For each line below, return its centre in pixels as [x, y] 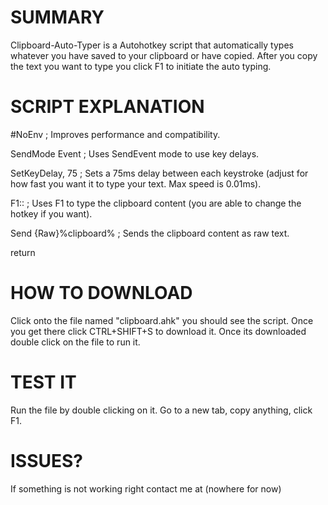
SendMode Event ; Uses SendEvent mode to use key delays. [135, 153]
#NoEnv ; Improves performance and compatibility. [115, 134]
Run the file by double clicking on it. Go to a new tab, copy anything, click [161, 410]
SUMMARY [57, 17]
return [23, 252]
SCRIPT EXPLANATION [107, 107]
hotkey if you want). [51, 213]
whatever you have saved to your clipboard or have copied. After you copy [164, 55]
